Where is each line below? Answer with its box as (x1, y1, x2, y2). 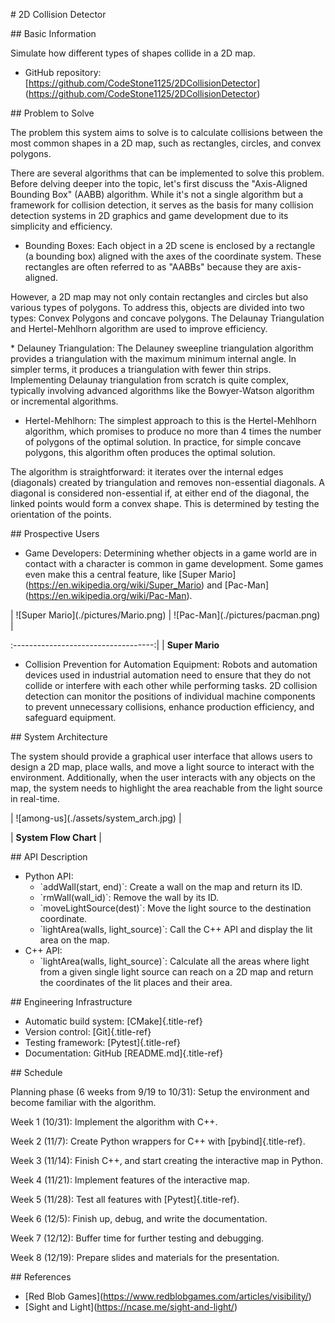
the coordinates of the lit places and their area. (39, 977, 233, 988)
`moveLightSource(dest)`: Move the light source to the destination (39, 902, 312, 914)
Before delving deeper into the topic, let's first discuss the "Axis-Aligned (10, 178, 308, 189)
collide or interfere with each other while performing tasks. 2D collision (24, 680, 318, 691)
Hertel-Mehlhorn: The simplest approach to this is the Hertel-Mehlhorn (24, 415, 317, 426)
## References (10, 1271, 72, 1283)
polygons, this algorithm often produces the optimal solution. (24, 447, 276, 458)
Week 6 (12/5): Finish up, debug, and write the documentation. (10, 1213, 268, 1224)
